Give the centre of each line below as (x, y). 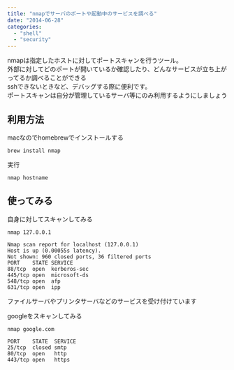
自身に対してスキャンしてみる (50, 219)
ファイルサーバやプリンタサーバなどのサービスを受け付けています (102, 301)
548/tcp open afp (34, 281)
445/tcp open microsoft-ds (48, 275)
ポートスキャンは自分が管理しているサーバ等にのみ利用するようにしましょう (117, 96)
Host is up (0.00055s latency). (54, 251)
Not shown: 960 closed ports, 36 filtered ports (79, 257)
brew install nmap (34, 151)
